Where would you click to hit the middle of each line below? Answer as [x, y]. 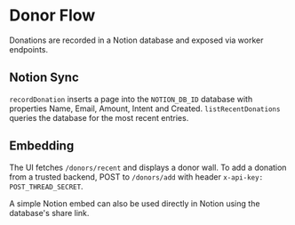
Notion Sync [44, 78]
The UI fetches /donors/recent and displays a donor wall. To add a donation [148, 167]
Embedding [42, 146]
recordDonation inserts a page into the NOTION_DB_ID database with [131, 99]
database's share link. [49, 213]
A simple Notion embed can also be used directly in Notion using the [135, 203]
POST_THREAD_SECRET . [46, 186]
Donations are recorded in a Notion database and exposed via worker [136, 40]
